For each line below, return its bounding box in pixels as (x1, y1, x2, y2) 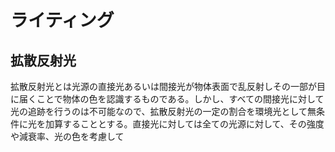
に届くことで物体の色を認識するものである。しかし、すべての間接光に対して (10, 93, 325, 105)
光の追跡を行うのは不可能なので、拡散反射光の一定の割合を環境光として (10, 106, 308, 117)
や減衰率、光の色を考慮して (10, 131, 125, 142)
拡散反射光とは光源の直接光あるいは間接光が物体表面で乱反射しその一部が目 (10, 81, 326, 92)
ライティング (10, 9, 115, 32)
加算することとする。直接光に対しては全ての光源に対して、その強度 (44, 118, 325, 130)
